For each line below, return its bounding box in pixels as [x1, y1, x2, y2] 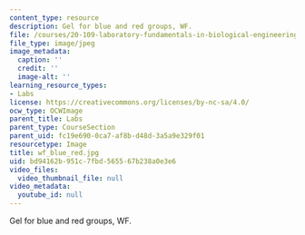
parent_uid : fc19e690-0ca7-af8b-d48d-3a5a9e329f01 [9, 132, 205, 141]
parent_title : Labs [9, 114, 84, 123]
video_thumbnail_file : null [17, 173, 124, 182]
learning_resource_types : [9, 81, 107, 90]
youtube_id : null [17, 191, 84, 200]
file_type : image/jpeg [9, 38, 95, 48]
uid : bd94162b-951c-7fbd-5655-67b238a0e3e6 [9, 156, 177, 166]
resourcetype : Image [9, 140, 88, 149]
